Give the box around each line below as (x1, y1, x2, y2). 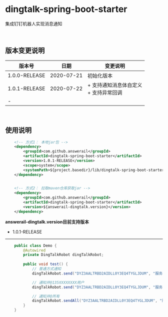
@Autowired (23, 247, 46, 253)
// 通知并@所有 (31, 293, 60, 298)
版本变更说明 (5, 46, 45, 55)
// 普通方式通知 (31, 266, 61, 271)
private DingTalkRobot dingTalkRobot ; (23, 252, 104, 257)
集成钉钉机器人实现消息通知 (5, 20, 62, 26)
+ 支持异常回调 (87, 89, 122, 96)
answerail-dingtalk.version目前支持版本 (5, 218, 89, 224)
